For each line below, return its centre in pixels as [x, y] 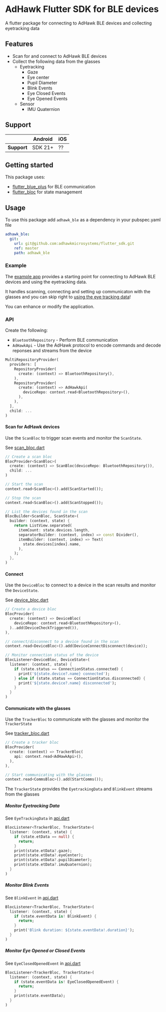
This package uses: [25, 177]
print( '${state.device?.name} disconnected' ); [67, 683]
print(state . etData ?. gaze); [43, 851]
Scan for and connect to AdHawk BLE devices [59, 56]
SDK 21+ [43, 147]
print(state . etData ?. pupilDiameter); [53, 860]
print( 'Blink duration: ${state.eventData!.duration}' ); [74, 930]
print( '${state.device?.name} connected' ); [64, 674]
